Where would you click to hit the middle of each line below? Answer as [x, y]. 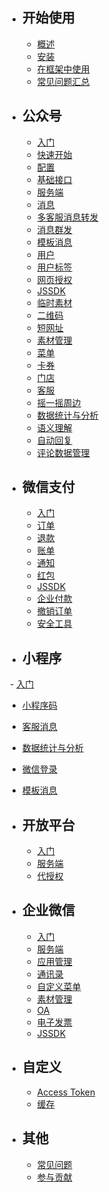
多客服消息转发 [67, 217]
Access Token [66, 1092]
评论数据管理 [63, 452]
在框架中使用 [63, 69]
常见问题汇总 [63, 81]
